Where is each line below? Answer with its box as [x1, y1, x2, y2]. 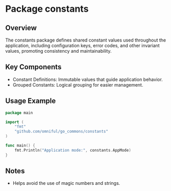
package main [5, 110, 33, 115]
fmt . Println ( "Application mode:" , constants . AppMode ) [14, 147, 131, 153]
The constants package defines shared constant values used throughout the [5, 37, 166, 43]
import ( [5, 119, 24, 124]
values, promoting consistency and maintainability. [5, 48, 112, 54]
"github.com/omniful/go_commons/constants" [14, 129, 109, 134]
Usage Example [5, 97, 56, 105]
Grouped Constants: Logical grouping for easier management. [12, 81, 143, 88]
